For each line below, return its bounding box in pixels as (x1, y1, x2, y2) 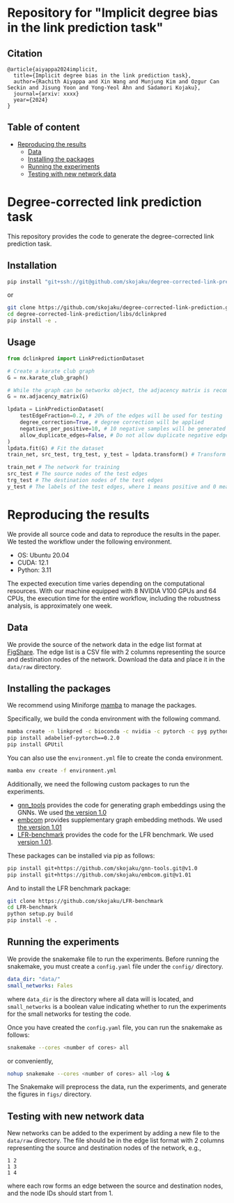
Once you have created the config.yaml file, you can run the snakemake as (7, 1023, 223, 1031)
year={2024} (13, 96, 49, 103)
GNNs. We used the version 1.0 (17, 808, 107, 816)
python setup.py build (7, 911, 73, 918)
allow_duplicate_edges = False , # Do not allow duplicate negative (19, 431, 214, 439)
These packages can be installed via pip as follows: (7, 851, 155, 860)
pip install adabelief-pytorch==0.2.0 (7, 735, 120, 742)
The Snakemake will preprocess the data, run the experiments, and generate (7, 1083, 227, 1091)
